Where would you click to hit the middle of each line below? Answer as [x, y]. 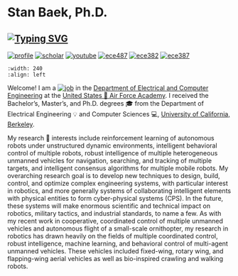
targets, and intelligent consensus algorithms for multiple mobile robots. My [118, 168]
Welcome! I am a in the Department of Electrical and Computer [108, 88]
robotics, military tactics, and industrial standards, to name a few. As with [114, 213]
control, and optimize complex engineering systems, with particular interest [118, 183]
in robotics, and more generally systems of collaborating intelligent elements [119, 191]
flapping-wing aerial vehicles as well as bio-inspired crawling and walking [115, 259]
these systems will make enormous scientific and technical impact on [109, 206]
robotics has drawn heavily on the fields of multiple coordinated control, [113, 236]
